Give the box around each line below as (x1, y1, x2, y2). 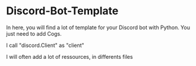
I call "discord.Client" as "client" (6, 42, 84, 49)
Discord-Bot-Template (6, 4, 119, 18)
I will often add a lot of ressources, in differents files (6, 53, 133, 60)
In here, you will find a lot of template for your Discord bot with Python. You (6, 24, 190, 31)
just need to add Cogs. (6, 30, 62, 37)
